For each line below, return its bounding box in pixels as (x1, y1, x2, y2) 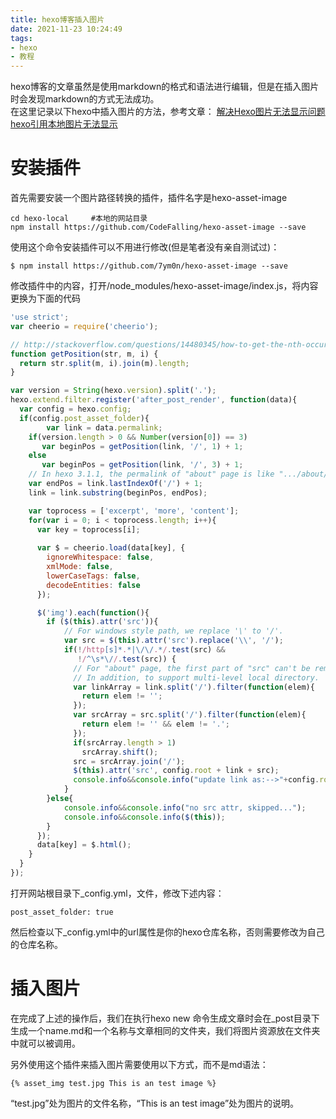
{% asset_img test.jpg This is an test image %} (10, 1078, 217, 1088)
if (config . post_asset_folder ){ (19, 413, 150, 423)
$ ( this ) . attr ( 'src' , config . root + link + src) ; (73, 766, 280, 776)
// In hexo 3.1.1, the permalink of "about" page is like (28, 469, 275, 480)
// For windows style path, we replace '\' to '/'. (63, 626, 284, 636)
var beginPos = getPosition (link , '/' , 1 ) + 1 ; (41, 441, 244, 451)
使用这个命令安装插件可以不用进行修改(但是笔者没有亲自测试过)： (10, 241, 280, 253)
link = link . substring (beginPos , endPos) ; (28, 487, 208, 498)
